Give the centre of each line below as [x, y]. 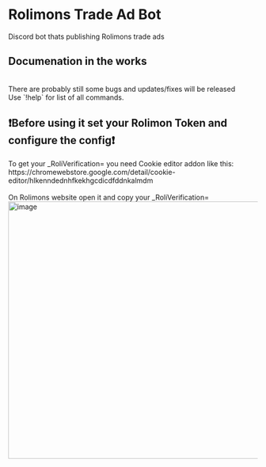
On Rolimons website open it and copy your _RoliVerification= [109, 197]
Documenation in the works [78, 61]
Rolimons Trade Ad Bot [85, 15]
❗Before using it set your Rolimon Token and [118, 123]
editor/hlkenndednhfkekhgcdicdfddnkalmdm [81, 180]
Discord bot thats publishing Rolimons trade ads [86, 36]
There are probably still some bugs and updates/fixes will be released [122, 89]
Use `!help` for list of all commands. [66, 97]
